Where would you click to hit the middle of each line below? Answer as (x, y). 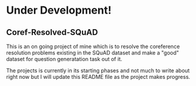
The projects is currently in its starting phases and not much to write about (98, 71)
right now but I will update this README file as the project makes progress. (98, 77)
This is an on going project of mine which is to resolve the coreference (93, 46)
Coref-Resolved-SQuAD (52, 32)
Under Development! (59, 10)
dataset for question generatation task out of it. (64, 59)
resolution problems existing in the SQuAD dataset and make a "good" (93, 53)
